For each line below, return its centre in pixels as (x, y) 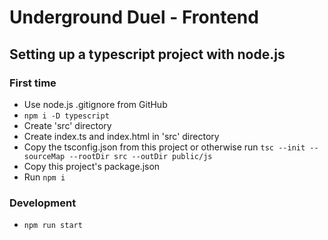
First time (33, 83)
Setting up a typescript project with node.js (147, 54)
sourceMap (44, 156)
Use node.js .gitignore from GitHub (95, 104)
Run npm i (44, 177)
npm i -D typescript (66, 116)
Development (43, 203)
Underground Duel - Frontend (134, 17)
